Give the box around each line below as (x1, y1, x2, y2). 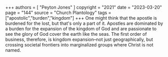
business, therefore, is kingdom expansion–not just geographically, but (5, 36, 153, 42)
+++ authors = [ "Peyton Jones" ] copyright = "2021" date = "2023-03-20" (5, 5, 162, 10)
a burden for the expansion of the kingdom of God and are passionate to (5, 26, 157, 32)
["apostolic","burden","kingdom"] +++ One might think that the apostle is (5, 15, 157, 21)
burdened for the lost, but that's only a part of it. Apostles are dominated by (5, 20, 163, 26)
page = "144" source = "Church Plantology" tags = (5, 10, 112, 16)
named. (5, 47, 21, 53)
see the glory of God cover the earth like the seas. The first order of (5, 31, 147, 37)
